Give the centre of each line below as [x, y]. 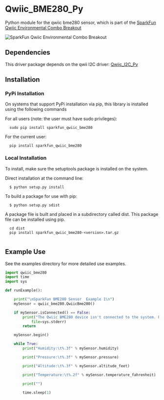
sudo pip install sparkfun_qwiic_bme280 [51, 128]
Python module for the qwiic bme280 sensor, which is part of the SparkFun [81, 22]
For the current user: [26, 137]
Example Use [25, 252]
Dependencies [28, 53]
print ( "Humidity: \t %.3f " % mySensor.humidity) [71, 348]
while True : [26, 344]
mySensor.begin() [31, 335]
